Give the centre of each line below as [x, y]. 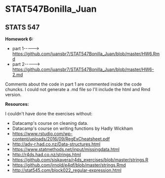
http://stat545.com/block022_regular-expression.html [67, 170]
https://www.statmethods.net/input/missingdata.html [66, 149]
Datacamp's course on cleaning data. [50, 123]
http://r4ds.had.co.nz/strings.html [47, 154]
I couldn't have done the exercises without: [49, 114]
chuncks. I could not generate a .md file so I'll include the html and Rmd [78, 89]
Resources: [17, 104]
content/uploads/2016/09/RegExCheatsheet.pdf [61, 139]
